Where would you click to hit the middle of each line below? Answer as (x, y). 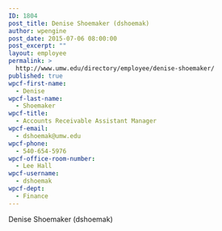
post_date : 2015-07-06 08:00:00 (63, 38)
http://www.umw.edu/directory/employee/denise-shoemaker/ (115, 69)
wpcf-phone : (28, 143)
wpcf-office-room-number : (52, 158)
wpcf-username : (34, 174)
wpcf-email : (28, 128)
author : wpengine (38, 31)
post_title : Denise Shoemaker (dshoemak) (79, 23)
